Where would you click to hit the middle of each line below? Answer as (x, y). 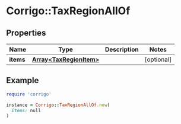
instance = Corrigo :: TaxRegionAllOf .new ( (58, 105)
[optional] (158, 59)
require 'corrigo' (29, 94)
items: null (26, 110)
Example (23, 80)
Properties (26, 33)
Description (122, 50)
